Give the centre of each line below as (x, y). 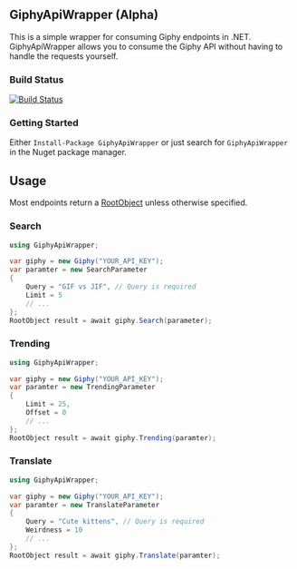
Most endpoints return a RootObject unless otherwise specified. (129, 202)
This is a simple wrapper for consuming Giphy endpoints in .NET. (130, 36)
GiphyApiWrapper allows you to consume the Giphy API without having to (146, 46)
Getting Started (44, 123)
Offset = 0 (46, 413)
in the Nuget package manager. (68, 152)
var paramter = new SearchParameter (78, 270)
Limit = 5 (44, 295)
